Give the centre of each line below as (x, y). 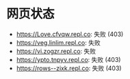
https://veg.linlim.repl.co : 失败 (58, 42)
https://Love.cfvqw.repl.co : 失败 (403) (70, 34)
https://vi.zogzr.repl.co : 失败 (56, 51)
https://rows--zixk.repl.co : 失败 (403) (69, 68)
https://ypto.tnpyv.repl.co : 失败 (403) (68, 59)
